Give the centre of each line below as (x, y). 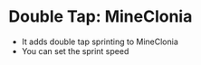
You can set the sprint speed (75, 51)
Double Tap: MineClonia (100, 17)
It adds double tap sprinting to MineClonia (100, 42)
